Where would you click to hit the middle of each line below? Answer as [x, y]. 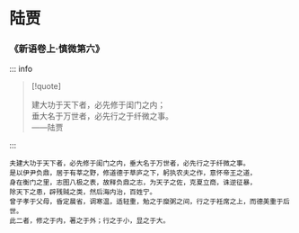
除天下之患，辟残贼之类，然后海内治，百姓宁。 [83, 193]
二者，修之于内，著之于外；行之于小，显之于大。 [93, 221]
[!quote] [46, 86]
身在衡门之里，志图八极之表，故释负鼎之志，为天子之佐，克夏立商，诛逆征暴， [133, 183]
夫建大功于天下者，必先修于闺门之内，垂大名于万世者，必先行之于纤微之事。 [130, 164]
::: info [21, 69]
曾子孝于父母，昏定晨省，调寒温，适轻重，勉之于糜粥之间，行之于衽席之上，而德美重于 [146, 202]
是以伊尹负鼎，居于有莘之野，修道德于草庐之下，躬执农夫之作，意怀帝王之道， [133, 173]
